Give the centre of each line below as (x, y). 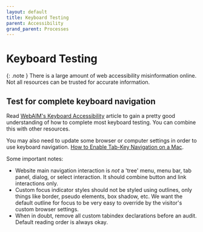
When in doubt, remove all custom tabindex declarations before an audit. (106, 216)
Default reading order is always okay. (61, 222)
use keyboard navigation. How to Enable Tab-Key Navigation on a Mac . (95, 147)
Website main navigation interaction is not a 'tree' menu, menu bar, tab (103, 170)
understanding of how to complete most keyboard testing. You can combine (101, 122)
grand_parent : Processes (38, 29)
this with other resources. (38, 129)
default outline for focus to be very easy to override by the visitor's (98, 203)
